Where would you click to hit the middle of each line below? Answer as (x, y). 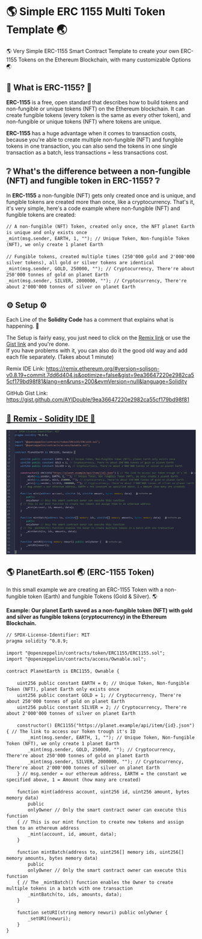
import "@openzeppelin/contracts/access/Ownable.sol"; (76, 659)
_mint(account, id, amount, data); (72, 834)
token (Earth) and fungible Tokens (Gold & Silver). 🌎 (93, 597)
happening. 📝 (23, 326)
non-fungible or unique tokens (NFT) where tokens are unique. (84, 121)
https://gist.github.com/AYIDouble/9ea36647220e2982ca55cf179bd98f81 (98, 399)
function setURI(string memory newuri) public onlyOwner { (93, 913)
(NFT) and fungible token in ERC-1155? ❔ (83, 181)
